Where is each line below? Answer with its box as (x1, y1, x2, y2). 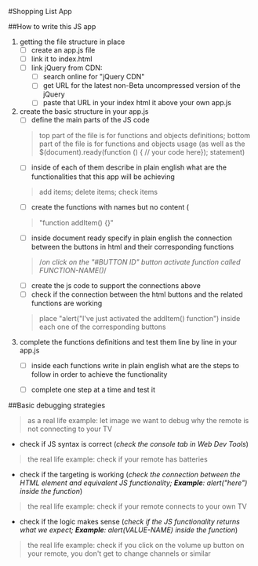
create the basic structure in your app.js (19, 107, 149, 116)
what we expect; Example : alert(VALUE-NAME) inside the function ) (19, 525, 238, 535)
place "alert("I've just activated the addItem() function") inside (38, 313, 241, 323)
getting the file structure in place (19, 37, 125, 46)
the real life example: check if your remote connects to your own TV (27, 502, 247, 511)
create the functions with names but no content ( (31, 202, 190, 211)
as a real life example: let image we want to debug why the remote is (27, 415, 249, 425)
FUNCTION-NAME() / (38, 265, 107, 275)
